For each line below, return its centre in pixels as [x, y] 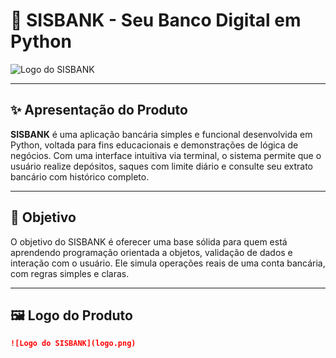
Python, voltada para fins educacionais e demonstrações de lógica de [154, 145]
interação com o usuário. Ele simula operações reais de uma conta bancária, [168, 263]
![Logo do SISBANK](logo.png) [73, 344]
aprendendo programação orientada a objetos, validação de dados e [151, 252]
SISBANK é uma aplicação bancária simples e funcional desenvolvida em [161, 134]
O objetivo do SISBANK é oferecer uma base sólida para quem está [149, 241]
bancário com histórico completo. [80, 176]
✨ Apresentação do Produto [99, 110]
